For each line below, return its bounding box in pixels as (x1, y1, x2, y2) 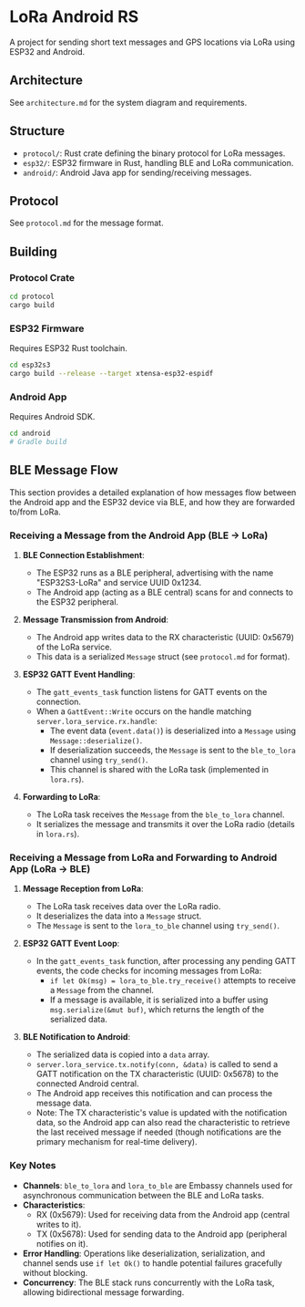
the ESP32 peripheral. (36, 596, 119, 607)
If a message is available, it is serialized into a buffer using (49, 994, 269, 1005)
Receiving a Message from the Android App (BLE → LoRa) (9, 529, 269, 542)
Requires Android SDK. (9, 411, 96, 422)
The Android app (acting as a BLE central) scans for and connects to (36, 586, 294, 598)
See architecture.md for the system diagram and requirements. (9, 97, 248, 108)
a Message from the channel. (49, 985, 155, 996)
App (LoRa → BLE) (9, 862, 91, 875)
